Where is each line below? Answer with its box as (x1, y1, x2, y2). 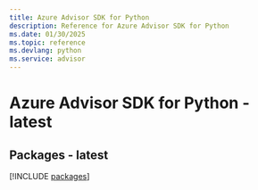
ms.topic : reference (9, 37, 87, 47)
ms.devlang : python (9, 46, 82, 55)
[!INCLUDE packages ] (9, 171, 90, 181)
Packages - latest (9, 147, 109, 162)
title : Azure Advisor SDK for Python (9, 12, 150, 22)
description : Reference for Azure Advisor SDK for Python (9, 21, 229, 30)
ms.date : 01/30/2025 (9, 29, 87, 38)
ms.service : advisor (9, 54, 87, 63)
